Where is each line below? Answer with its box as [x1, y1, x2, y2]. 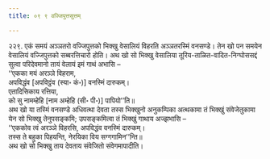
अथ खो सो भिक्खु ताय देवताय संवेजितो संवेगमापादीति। [8, 140, 144, 150]
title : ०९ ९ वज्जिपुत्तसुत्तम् [8, 11, 81, 20]
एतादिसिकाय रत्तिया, [8, 86, 59, 96]
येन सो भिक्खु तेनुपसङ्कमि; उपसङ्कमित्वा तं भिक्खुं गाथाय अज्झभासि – [8, 114, 187, 123]
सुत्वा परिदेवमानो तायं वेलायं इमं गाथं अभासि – [8, 59, 121, 69]
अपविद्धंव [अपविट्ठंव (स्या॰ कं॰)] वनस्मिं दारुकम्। [8, 77, 131, 87]
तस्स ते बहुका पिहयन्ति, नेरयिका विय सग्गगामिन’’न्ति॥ [8, 132, 143, 141]
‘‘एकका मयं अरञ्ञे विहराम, [8, 68, 77, 77]
